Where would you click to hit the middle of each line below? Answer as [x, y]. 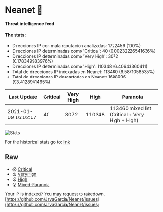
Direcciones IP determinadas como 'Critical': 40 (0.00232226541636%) [84, 51]
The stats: [16, 35]
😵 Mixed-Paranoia [31, 184]
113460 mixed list [130, 108]
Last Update [23, 97]
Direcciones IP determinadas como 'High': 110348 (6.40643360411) [80, 66]
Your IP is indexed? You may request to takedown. [55, 194]
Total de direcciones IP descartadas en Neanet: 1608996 [69, 77]
